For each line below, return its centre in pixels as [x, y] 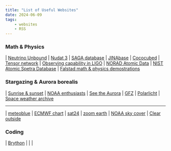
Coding [15, 132]
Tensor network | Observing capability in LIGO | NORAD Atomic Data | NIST [84, 63]
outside [13, 118]
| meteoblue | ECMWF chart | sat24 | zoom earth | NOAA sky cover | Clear [83, 113]
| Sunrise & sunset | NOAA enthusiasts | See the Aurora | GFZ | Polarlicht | [83, 93]
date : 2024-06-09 [24, 15]
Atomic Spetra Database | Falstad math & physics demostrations [73, 69]
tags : [11, 19]
